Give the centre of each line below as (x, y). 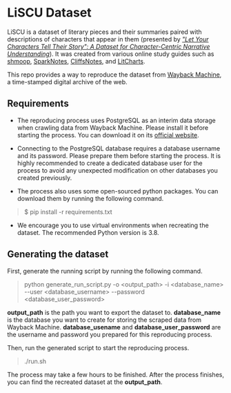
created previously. (44, 178)
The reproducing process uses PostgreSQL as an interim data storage (116, 120)
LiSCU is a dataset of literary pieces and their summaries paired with (104, 32)
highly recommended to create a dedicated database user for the (110, 163)
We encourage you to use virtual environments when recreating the (113, 225)
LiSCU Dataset (49, 13)
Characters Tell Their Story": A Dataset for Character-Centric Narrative (109, 46)
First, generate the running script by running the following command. (105, 271)
